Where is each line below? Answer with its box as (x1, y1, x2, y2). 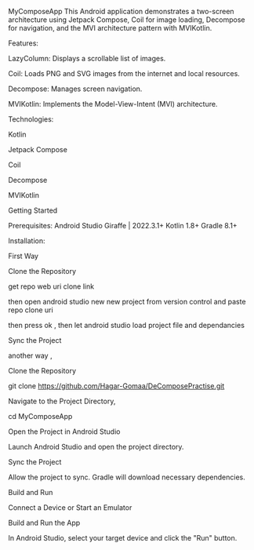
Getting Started (8, 206, 58, 215)
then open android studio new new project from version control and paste (8, 297, 246, 306)
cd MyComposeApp (8, 412, 73, 421)
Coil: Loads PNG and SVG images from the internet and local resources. (8, 69, 241, 78)
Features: (8, 38, 39, 48)
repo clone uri (8, 305, 53, 315)
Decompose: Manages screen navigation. (8, 84, 143, 93)
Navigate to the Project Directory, (8, 396, 116, 406)
